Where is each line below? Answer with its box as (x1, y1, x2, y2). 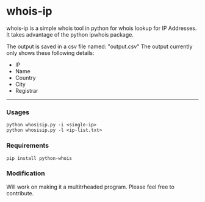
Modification (6, 169, 46, 178)
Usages (6, 108, 29, 117)
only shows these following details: (6, 49, 95, 56)
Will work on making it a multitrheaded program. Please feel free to (6, 183, 175, 190)
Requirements (6, 142, 49, 150)
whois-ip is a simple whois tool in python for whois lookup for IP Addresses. (6, 24, 197, 32)
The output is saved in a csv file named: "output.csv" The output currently (6, 43, 193, 50)
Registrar (15, 87, 38, 94)
